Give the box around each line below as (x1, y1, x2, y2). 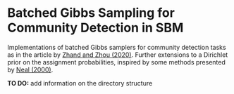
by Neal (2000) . (7, 65, 54, 74)
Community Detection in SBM (7, 20, 184, 36)
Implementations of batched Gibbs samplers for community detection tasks (7, 43, 227, 51)
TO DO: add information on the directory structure (7, 79, 153, 87)
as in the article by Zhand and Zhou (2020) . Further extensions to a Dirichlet (7, 51, 228, 59)
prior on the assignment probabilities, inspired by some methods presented (7, 58, 226, 66)
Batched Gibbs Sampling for (7, 5, 175, 21)
